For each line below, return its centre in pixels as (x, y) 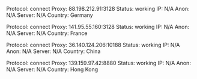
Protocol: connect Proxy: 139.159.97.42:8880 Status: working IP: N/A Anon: (98, 63)
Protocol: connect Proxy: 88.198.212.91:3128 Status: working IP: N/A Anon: (98, 9)
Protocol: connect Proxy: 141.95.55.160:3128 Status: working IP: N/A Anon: (98, 27)
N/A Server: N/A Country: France (47, 33)
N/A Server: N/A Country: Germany (50, 15)
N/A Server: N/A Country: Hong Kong (52, 69)
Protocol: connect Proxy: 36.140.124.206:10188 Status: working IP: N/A (93, 45)
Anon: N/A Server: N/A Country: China (53, 51)
